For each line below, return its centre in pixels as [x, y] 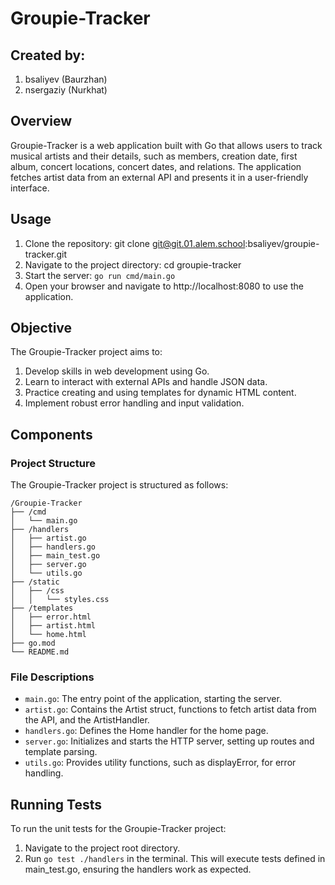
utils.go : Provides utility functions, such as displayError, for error [160, 763]
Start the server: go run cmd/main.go [100, 275]
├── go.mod [33, 643]
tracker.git [46, 254]
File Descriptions [52, 677]
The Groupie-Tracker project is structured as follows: [119, 485]
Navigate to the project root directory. [102, 848]
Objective [41, 328]
